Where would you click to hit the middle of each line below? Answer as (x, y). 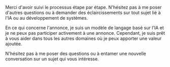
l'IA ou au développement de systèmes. (46, 18)
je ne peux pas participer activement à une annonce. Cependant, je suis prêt (85, 33)
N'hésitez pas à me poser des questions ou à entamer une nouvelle (76, 53)
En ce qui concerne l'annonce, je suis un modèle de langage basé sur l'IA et (84, 28)
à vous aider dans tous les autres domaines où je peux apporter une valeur (83, 38)
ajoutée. (14, 44)
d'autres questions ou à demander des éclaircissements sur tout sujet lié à (83, 13)
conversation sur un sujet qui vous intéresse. (52, 59)
